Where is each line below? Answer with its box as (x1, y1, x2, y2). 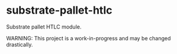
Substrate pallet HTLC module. (6, 23, 82, 30)
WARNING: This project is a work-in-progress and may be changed (6, 34, 171, 42)
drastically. (6, 41, 33, 48)
